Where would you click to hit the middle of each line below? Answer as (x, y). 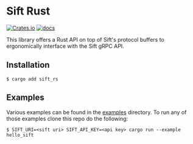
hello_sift (20, 135)
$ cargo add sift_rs (33, 79)
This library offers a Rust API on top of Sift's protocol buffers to (85, 39)
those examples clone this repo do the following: (67, 119)
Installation (28, 65)
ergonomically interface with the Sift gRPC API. (65, 46)
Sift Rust (28, 11)
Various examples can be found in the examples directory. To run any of (96, 112)
